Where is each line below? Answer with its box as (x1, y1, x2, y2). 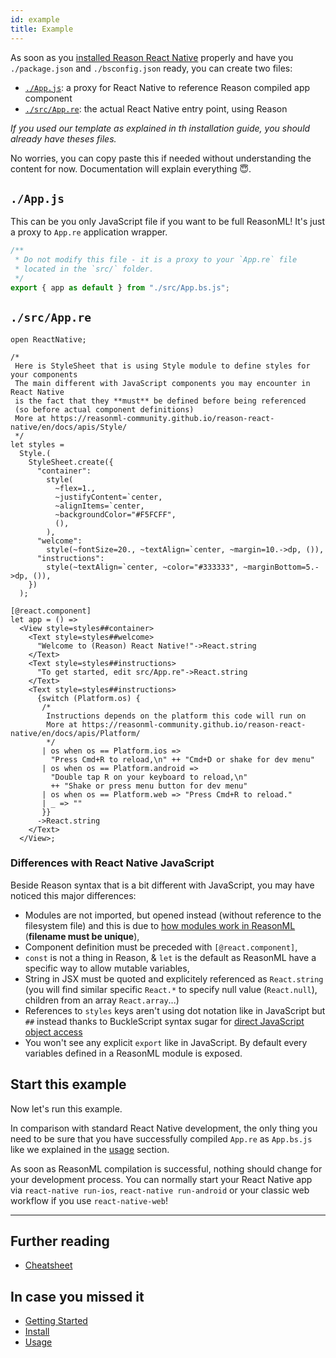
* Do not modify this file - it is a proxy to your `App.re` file (14, 255, 298, 265)
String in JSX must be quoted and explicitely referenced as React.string (24, 972, 324, 985)
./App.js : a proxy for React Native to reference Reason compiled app (24, 81, 311, 93)
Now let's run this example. (10, 1102, 123, 1115)
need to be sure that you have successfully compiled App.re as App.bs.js (10, 1132, 313, 1145)
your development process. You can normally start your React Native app (10, 1173, 313, 1185)
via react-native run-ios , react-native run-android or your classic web (10, 1184, 310, 1196)
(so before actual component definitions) (14, 404, 195, 415)
